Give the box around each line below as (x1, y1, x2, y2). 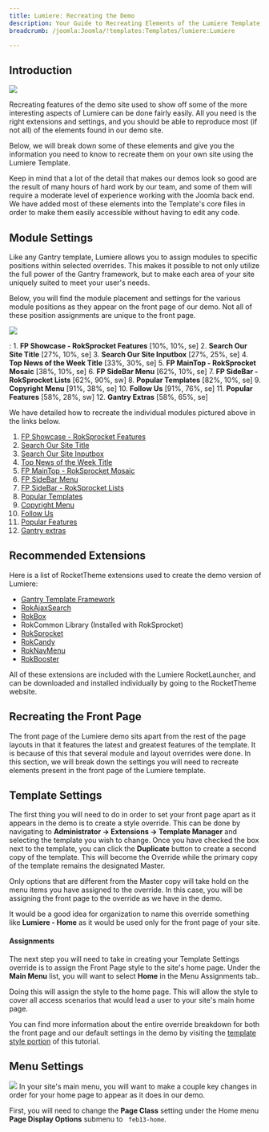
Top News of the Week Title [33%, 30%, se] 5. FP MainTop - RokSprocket (9, 358, 257, 368)
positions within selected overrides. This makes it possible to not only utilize (9, 261, 260, 270)
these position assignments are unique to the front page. (9, 311, 196, 320)
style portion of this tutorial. (9, 1036, 101, 1046)
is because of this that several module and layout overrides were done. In (9, 748, 251, 758)
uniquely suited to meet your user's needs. (9, 278, 151, 287)
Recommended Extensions (9, 549, 147, 563)
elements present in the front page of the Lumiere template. (9, 765, 207, 775)
